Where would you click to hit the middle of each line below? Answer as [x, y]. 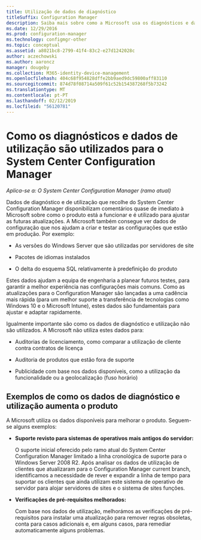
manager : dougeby [28, 67]
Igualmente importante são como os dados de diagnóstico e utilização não [98, 324]
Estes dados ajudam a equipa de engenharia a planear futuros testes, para [98, 280]
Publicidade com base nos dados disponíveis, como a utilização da [98, 371]
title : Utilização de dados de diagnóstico [61, 12]
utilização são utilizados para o [85, 149]
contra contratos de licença [49, 348]
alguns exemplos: [35, 427]
